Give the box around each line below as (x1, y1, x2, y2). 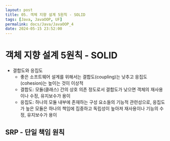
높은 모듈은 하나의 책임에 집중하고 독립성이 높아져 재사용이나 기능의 (25, 105, 159, 112)
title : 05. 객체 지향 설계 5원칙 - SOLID (5, 12, 86, 17)
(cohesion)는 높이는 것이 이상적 (20, 80, 84, 86)
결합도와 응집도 (12, 67, 43, 74)
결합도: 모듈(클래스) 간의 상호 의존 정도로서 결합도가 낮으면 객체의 (20, 87, 150, 93)
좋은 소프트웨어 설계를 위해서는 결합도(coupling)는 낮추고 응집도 (20, 74, 148, 80)
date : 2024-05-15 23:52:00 (5, 26, 62, 31)
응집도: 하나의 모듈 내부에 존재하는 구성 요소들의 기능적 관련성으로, (20, 99, 152, 105)
